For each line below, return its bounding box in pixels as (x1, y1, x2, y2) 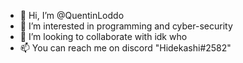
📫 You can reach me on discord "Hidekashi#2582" (19, 42, 232, 54)
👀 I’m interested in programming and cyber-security (19, 20, 233, 32)
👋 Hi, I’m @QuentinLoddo (19, 10, 125, 21)
